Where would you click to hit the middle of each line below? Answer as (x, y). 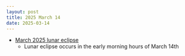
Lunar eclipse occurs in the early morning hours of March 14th (101, 46)
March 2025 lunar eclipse (47, 40)
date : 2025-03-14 (28, 23)
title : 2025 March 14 (33, 17)
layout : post (23, 12)
